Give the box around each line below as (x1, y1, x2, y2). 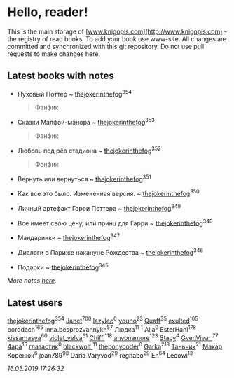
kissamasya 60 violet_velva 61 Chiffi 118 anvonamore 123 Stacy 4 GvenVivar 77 (7, 332, 219, 342)
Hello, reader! (7, 4, 89, 20)
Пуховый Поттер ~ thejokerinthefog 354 (17, 88, 132, 98)
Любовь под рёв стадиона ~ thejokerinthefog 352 (17, 145, 161, 155)
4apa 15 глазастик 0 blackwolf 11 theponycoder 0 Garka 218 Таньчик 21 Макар (7, 341, 223, 351)
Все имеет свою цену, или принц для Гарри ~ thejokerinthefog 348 (17, 218, 213, 227)
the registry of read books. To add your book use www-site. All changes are (7, 34, 227, 43)
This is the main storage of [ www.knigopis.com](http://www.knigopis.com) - (7, 27, 228, 36)
